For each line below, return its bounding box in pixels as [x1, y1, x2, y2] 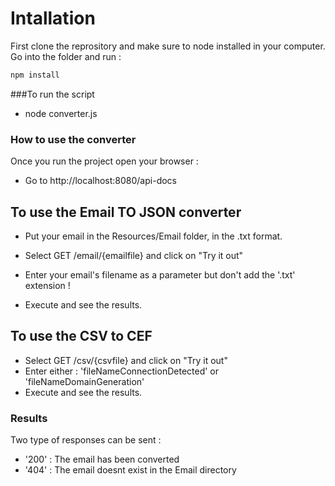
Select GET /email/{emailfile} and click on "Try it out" [24, 249, 244, 261]
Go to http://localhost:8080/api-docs [24, 175, 177, 187]
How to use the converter [10, 132, 137, 146]
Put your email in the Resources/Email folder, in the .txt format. [24, 230, 283, 242]
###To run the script [10, 88, 95, 100]
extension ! [24, 279, 71, 291]
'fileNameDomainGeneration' [24, 375, 145, 387]
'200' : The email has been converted [24, 453, 180, 466]
